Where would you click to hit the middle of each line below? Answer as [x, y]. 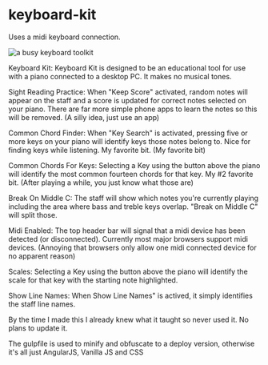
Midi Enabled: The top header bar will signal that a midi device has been [127, 231]
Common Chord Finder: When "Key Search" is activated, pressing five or [128, 133]
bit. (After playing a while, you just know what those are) [101, 182]
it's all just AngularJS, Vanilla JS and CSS [76, 352]
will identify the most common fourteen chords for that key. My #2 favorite [131, 174]
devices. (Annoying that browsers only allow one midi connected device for [133, 247]
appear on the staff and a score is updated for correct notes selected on [127, 100]
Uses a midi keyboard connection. [65, 37]
